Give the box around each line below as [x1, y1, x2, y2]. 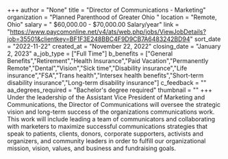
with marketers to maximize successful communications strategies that [7, 123, 207, 130]
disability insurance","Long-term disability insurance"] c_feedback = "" [7, 79, 207, 86]
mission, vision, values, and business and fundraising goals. [7, 144, 177, 152]
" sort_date [190, 35, 221, 43]
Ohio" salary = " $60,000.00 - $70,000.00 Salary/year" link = [7, 21, 179, 28]
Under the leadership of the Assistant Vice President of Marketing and [7, 93, 205, 101]
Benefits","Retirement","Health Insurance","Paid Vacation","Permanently [7, 57, 209, 64]
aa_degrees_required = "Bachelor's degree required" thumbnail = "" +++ [7, 86, 213, 94]
